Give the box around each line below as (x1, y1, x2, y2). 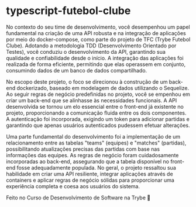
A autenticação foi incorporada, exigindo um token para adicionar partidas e (6, 115, 190, 122)
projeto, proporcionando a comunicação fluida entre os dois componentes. (6, 109, 187, 116)
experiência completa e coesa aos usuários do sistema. (6, 182, 140, 189)
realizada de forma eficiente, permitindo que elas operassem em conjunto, (6, 60, 186, 68)
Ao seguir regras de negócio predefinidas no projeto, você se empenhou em (6, 91, 190, 98)
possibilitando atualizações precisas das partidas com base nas (6, 145, 160, 153)
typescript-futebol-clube (6, 4, 131, 18)
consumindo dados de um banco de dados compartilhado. (6, 67, 147, 74)
